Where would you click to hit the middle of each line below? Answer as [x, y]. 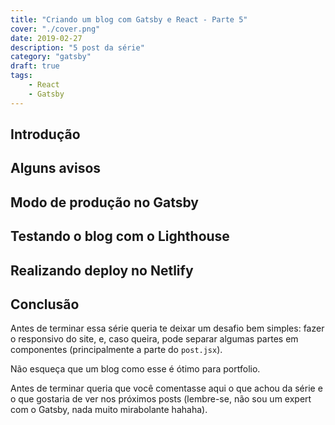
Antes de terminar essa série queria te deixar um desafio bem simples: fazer [167, 328]
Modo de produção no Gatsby [105, 202]
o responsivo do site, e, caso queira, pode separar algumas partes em [154, 339]
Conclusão [45, 304]
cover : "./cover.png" [55, 29]
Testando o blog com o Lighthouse [120, 236]
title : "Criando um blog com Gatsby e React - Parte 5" [129, 19]
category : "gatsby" [51, 57]
